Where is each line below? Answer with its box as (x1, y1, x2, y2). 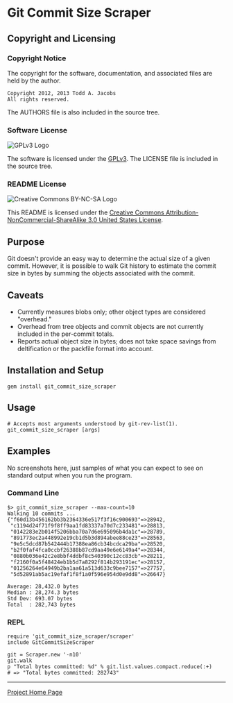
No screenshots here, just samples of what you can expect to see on (7, 464, 203, 472)
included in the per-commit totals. (17, 330, 114, 338)
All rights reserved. (7, 96, 70, 103)
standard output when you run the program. (7, 471, 132, 480)
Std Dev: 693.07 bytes (7, 595, 73, 602)
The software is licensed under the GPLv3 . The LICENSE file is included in (7, 155, 218, 163)
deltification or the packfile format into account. (17, 345, 154, 353)
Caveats (7, 289, 44, 301)
